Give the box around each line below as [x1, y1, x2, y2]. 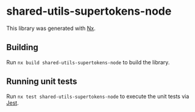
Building [6, 42, 38, 53]
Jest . [6, 99, 19, 106]
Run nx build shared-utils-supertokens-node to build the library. [6, 58, 170, 65]
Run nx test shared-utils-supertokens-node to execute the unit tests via [6, 92, 190, 100]
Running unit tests [6, 77, 77, 87]
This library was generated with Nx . [6, 24, 96, 32]
